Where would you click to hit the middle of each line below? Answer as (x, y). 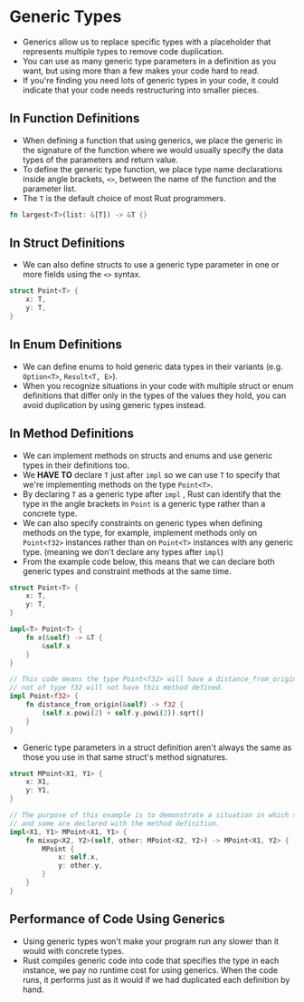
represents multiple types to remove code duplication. (123, 51)
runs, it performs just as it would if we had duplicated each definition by (156, 979)
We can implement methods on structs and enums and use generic (147, 455)
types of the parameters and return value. (100, 160)
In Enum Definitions (66, 345)
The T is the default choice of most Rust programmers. (124, 198)
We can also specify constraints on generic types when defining (142, 522)
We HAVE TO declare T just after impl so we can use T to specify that (151, 474)
